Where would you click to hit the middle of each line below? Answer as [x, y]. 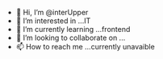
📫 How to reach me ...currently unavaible [85, 47]
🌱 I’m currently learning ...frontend [73, 29]
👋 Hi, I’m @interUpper [52, 12]
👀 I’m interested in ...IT [53, 21]
